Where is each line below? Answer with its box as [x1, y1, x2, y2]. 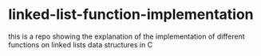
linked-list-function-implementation [8, 6, 254, 24]
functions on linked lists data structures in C [8, 39, 153, 49]
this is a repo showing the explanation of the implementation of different [8, 32, 245, 41]
